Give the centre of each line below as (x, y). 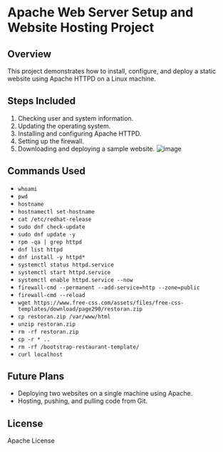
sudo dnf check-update (51, 227)
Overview (30, 54)
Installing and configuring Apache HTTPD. (79, 134)
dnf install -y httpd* (51, 257)
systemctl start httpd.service (64, 272)
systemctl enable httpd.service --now (75, 280)
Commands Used (46, 171)
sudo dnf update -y (47, 234)
